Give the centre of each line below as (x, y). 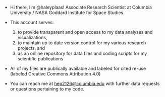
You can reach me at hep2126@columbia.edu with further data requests (85, 83)
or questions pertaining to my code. (47, 89)
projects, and (31, 48)
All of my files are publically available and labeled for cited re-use (78, 68)
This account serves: (32, 22)
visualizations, (32, 37)
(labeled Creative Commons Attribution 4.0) (55, 74)
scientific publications (40, 59)
